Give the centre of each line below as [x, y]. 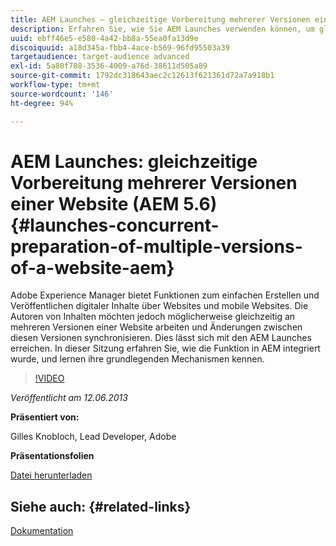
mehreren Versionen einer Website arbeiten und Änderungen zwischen [156, 327]
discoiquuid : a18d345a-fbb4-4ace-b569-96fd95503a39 [120, 47]
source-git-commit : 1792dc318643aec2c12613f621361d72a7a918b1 [142, 76]
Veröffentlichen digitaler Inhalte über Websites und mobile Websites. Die [159, 306]
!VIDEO [49, 378]
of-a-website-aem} [92, 267]
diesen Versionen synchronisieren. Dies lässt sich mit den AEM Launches [161, 338]
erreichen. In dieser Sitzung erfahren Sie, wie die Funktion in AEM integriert [165, 348]
